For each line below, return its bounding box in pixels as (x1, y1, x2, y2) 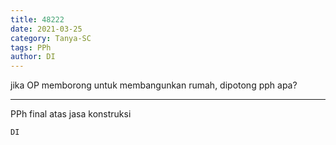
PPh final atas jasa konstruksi (10, 108, 132, 120)
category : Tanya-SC (10, 33, 92, 43)
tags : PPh (10, 42, 52, 53)
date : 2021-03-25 (10, 24, 83, 34)
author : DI (10, 52, 56, 62)
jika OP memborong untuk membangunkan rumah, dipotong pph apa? (10, 79, 298, 91)
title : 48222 (10, 14, 65, 25)
